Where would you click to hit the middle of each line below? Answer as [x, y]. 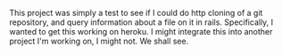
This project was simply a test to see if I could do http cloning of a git [136, 13]
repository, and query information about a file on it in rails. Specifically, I [141, 22]
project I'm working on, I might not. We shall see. [99, 41]
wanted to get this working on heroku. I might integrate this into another [141, 31]
